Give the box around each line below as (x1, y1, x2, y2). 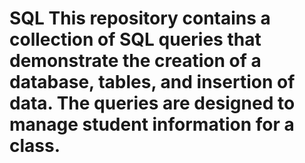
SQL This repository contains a (9, 7, 271, 30)
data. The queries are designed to (9, 92, 296, 115)
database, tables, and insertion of (9, 71, 296, 94)
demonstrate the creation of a (9, 50, 262, 72)
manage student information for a (9, 113, 295, 136)
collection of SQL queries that (9, 28, 262, 51)
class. (9, 135, 61, 157)
